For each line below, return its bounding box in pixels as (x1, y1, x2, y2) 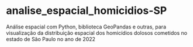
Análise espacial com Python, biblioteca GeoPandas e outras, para (6, 23, 167, 30)
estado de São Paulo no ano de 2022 (6, 35, 95, 42)
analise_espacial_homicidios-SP (6, 4, 167, 17)
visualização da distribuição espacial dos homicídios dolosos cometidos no (6, 29, 188, 36)
